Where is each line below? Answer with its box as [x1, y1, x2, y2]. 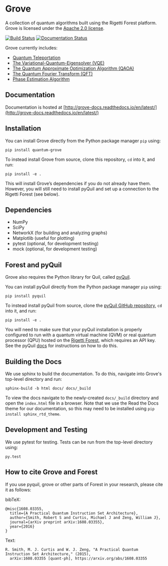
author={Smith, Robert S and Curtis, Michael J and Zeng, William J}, [10, 515, 161, 520]
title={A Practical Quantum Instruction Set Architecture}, [10, 510, 138, 516]
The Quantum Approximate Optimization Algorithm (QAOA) [12, 65, 134, 71]
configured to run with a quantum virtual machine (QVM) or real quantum [5, 332, 156, 338]
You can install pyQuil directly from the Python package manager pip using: [5, 284, 162, 290]
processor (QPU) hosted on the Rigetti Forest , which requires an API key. [5, 337, 156, 343]
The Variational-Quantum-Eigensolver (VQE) [12, 60, 105, 66]
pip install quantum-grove [5, 147, 62, 152]
